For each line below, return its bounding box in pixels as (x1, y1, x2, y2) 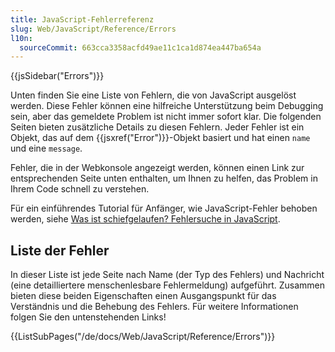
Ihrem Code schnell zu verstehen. (10, 183, 150, 195)
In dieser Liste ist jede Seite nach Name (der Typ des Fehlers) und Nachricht (10, 269, 325, 281)
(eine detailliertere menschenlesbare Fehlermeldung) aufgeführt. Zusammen (10, 279, 326, 291)
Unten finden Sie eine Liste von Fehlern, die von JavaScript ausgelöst (10, 89, 297, 101)
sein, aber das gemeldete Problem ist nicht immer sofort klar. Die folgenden (10, 111, 322, 123)
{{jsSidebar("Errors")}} (10, 70, 105, 82)
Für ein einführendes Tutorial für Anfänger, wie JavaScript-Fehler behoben (10, 202, 318, 215)
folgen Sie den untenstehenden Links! (10, 311, 167, 323)
